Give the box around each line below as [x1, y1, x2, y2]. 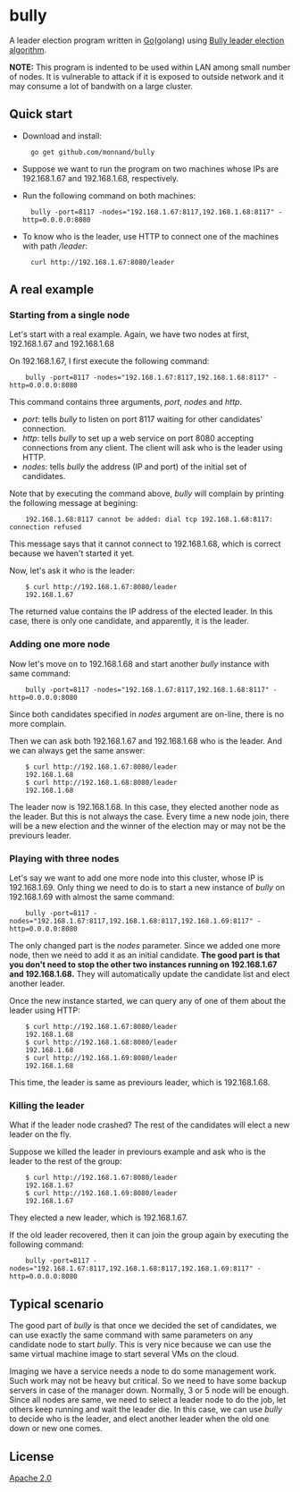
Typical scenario [9, 1296, 104, 1311]
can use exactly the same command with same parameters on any [9, 1329, 254, 1341]
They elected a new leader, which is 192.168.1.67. [9, 1212, 188, 1223]
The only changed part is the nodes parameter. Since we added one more [9, 940, 281, 951]
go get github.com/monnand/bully [30, 148, 155, 156]
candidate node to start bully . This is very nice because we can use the [9, 1339, 272, 1350]
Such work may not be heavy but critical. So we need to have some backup [9, 1376, 287, 1387]
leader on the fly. [9, 1129, 71, 1140]
